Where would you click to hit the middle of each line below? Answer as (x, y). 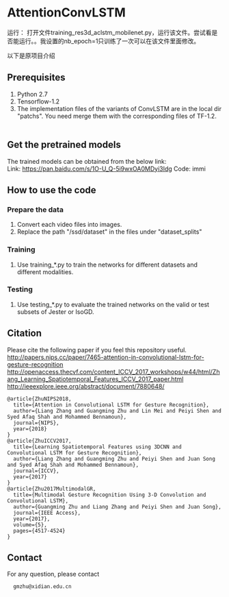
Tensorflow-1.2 (38, 101)
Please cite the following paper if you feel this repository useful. (97, 350)
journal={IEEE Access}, (47, 513)
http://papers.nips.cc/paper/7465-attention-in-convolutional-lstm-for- (106, 357)
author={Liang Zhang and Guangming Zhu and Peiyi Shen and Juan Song (114, 459)
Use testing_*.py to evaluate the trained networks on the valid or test (113, 304)
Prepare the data (35, 209)
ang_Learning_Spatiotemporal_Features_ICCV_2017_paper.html (95, 379)
